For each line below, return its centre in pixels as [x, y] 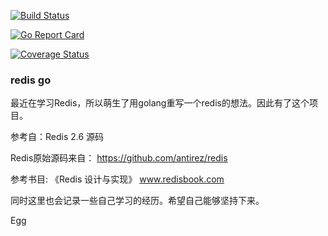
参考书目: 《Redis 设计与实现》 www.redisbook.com [117, 179]
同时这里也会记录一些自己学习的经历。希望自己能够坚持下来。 [137, 201]
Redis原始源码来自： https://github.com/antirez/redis [119, 158]
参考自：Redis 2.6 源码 [57, 137]
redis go [31, 80]
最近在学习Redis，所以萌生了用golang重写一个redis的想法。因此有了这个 [160, 103]
